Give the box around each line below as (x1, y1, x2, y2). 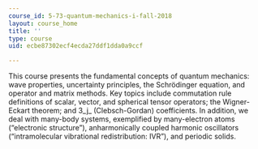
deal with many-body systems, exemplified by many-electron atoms (8, 114, 235, 124)
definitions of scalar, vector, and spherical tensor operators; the (8, 97, 221, 107)
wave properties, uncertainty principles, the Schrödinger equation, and (8, 80, 246, 90)
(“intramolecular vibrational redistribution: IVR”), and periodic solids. (8, 131, 237, 142)
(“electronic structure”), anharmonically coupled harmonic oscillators (8, 123, 239, 133)
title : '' (8, 27, 42, 35)
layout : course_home (8, 19, 79, 28)
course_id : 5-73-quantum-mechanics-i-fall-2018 (8, 11, 173, 20)
